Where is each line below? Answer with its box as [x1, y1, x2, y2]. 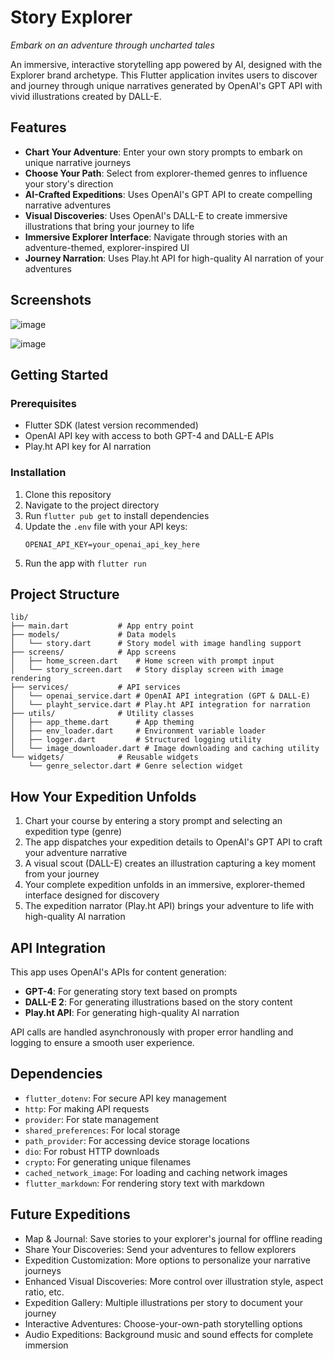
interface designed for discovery [24, 889, 160, 901]
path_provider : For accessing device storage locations [24, 1134, 250, 1146]
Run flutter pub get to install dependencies [24, 509, 210, 521]
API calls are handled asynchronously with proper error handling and [10, 1026, 294, 1038]
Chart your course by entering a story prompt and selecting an [24, 815, 283, 827]
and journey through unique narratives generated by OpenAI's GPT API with [10, 79, 323, 91]
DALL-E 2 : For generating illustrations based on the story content [24, 996, 293, 1008]
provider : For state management [24, 1113, 160, 1125]
